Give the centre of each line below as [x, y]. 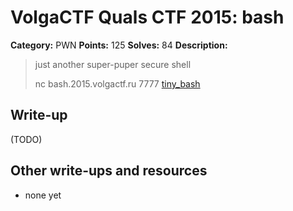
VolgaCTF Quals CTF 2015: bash [147, 17]
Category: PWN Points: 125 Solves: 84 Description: [119, 45]
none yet [43, 195]
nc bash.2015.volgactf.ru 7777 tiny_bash [117, 83]
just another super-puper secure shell [113, 64]
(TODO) [26, 139]
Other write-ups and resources [109, 171]
